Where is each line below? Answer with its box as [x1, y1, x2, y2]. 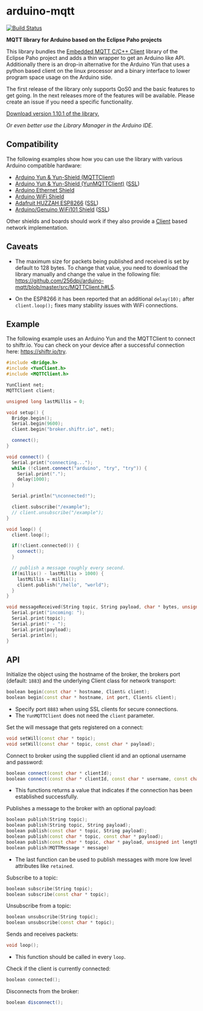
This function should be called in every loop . [14, 953, 126, 961]
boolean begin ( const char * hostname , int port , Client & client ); [6, 695, 177, 701]
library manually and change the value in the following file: [14, 270, 161, 278]
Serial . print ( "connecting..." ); [11, 459, 94, 465]
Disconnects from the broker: [6, 987, 80, 995]
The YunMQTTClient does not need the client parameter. [14, 712, 155, 719]
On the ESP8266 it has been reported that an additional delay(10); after [14, 295, 195, 302]
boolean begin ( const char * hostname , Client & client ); [6, 689, 150, 695]
